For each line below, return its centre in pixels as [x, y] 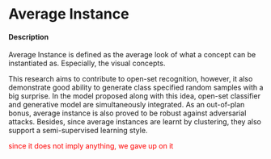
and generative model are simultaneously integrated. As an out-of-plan [127, 105]
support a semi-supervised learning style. [78, 131]
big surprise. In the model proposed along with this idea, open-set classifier [135, 96]
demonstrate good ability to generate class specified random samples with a [136, 88]
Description [29, 36]
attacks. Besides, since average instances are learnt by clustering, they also [135, 122]
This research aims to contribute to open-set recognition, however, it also [131, 79]
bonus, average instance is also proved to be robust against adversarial [127, 113]
